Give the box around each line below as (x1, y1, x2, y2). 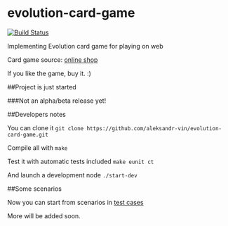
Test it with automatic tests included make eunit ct (7, 157, 154, 165)
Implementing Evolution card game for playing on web (7, 42, 163, 50)
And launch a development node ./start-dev (7, 170, 138, 179)
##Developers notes (7, 110, 67, 118)
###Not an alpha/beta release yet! (7, 96, 107, 105)
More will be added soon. (7, 211, 81, 220)
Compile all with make (7, 143, 68, 152)
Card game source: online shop (7, 55, 98, 64)
